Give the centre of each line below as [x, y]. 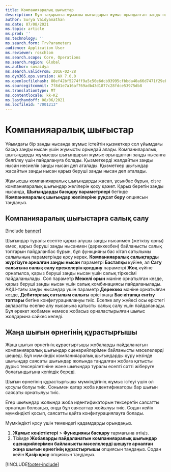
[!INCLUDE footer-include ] [32, 464]
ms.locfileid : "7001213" [32, 105]
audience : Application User [35, 48]
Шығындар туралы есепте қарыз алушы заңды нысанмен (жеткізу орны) [84, 240]
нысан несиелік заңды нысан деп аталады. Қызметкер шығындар [77, 165]
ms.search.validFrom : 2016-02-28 [41, 72]
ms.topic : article [25, 29]
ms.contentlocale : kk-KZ [32, 95]
